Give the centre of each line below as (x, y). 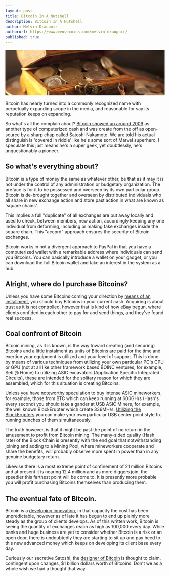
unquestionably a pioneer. (32, 151)
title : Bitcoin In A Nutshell (37, 16)
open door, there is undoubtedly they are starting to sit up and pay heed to (83, 538)
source (13, 135)
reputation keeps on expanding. (38, 114)
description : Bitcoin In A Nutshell (44, 21)
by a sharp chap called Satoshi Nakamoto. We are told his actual (88, 135)
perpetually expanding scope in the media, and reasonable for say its (77, 108)
